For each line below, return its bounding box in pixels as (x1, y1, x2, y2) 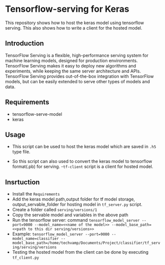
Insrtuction (5, 178, 40, 186)
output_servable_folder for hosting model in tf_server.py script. (12, 201, 143, 207)
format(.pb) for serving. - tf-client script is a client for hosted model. (12, 164, 154, 169)
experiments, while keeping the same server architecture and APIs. (5, 68, 141, 74)
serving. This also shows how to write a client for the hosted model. (5, 25, 142, 31)
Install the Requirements (12, 191, 60, 197)
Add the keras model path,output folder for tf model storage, (12, 196, 135, 202)
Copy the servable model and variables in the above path (12, 212, 129, 218)
